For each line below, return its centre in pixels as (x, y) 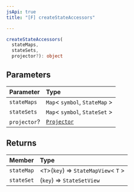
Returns (22, 143)
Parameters (29, 75)
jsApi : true (21, 12)
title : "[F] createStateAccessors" (51, 18)
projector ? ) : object (37, 56)
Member (22, 160)
